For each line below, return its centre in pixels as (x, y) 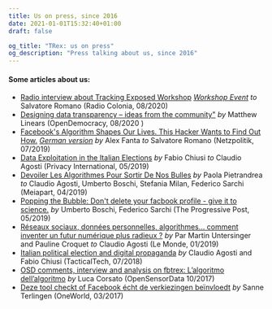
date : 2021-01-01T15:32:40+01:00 (65, 24)
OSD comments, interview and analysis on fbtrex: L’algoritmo (122, 270)
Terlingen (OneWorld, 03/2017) (72, 296)
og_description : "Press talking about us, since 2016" (103, 54)
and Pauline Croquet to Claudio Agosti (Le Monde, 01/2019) (119, 244)
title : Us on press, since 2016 (63, 16)
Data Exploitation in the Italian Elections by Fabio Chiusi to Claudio (131, 158)
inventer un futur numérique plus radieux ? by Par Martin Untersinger (136, 236)
